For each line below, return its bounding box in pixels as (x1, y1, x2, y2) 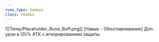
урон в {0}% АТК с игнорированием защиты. (5, 31, 101, 37)
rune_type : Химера (5, 7, 43, 12)
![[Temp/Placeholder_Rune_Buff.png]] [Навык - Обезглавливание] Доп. (5, 25, 155, 31)
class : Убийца (5, 12, 35, 17)
